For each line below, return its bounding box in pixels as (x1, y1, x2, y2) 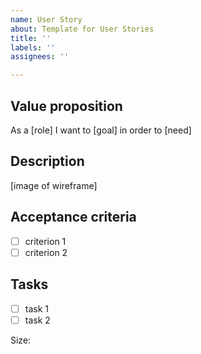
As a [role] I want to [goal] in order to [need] (10, 124, 192, 136)
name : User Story (10, 14, 83, 25)
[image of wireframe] (10, 179, 98, 191)
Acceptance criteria (10, 209, 137, 226)
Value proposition (10, 97, 123, 115)
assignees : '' (10, 52, 70, 62)
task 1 (24, 302, 49, 315)
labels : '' (10, 42, 56, 53)
